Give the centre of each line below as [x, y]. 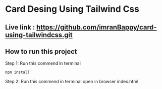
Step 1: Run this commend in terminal [43, 63]
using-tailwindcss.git [39, 35]
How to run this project [41, 51]
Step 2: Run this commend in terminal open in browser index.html [72, 82]
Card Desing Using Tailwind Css [72, 9]
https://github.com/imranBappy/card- [97, 27]
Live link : [20, 27]
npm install [17, 72]
